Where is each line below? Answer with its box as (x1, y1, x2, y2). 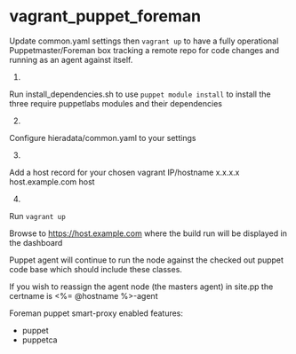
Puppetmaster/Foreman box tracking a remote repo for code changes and (9, 44, 280, 55)
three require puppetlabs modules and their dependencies (9, 98, 222, 108)
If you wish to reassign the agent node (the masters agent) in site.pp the (9, 281, 274, 292)
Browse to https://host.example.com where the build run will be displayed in (9, 228, 287, 239)
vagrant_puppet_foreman (9, 6, 202, 27)
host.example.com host (9, 176, 95, 187)
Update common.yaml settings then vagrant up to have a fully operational (9, 35, 279, 46)
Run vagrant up (9, 210, 67, 221)
